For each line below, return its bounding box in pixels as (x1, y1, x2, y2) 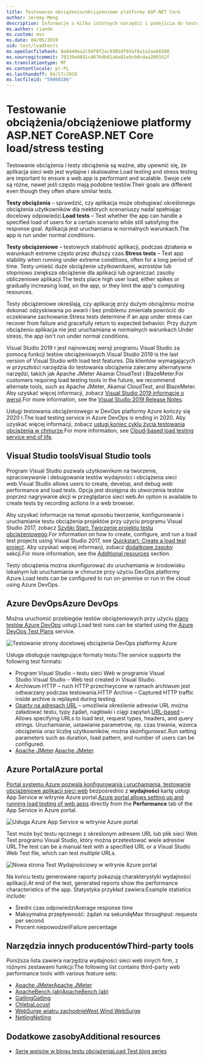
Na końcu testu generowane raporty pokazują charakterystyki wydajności (6, 873, 191, 880)
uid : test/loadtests (6, 43, 59, 49)
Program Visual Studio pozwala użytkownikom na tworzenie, (6, 467, 158, 474)
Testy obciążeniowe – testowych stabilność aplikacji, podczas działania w (6, 244, 192, 251)
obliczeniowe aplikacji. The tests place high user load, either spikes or (6, 276, 180, 283)
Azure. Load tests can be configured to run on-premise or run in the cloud (6, 575, 190, 582)
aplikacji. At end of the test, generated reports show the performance (6, 879, 178, 887)
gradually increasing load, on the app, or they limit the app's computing (6, 282, 185, 289)
